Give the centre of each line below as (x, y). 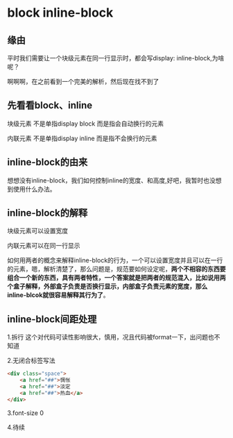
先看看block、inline (50, 106)
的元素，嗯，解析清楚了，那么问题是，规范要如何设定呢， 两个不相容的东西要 (116, 269)
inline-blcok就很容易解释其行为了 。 (58, 295)
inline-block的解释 (48, 213)
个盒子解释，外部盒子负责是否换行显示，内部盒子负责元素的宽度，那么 (107, 287)
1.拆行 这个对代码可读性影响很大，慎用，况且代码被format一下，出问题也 (111, 337)
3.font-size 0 (25, 413)
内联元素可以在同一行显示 (44, 246)
